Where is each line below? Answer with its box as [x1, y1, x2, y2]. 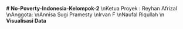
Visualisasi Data [6, 17, 46, 24]
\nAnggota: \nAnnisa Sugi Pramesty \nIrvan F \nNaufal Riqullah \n [6, 11, 165, 18]
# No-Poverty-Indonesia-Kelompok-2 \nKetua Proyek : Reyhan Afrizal [6, 5, 178, 12]
